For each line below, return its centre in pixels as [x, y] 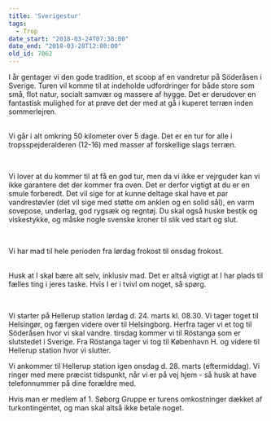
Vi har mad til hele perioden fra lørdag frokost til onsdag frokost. [116, 251]
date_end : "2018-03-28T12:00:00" [65, 46]
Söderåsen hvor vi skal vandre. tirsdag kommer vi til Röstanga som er [125, 333]
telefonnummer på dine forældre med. [72, 383]
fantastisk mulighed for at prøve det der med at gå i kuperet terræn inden [131, 103]
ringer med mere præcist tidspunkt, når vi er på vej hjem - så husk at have [133, 375]
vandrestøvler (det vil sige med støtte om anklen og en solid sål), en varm [131, 202]
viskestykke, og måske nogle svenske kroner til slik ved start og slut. [123, 219]
